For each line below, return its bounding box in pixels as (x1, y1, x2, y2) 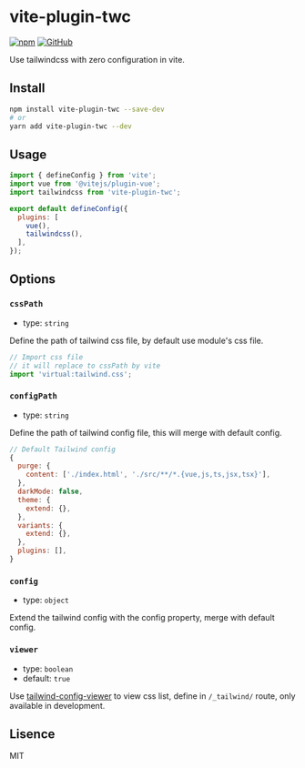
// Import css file (9, 352, 84, 361)
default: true (22, 672, 71, 683)
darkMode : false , (17, 487, 84, 497)
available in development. (9, 700, 106, 711)
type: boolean (22, 662, 74, 674)
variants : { (17, 520, 64, 530)
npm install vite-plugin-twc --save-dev (9, 105, 166, 114)
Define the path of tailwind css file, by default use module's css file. (9, 335, 264, 346)
